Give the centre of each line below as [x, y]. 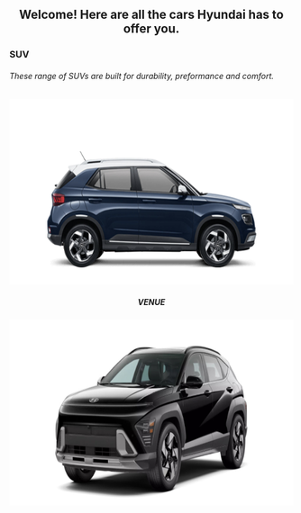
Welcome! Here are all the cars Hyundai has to [151, 15]
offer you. [151, 29]
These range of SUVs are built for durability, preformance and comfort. [142, 76]
